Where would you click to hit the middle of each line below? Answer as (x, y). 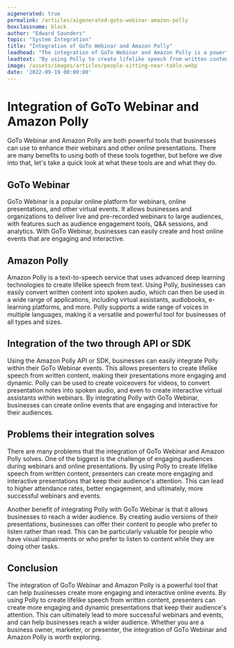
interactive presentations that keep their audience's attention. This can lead (116, 481)
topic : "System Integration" (49, 40)
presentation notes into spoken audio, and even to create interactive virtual (115, 390)
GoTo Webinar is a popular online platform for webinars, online (97, 202)
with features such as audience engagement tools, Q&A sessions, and (108, 224)
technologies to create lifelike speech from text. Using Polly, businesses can (117, 285)
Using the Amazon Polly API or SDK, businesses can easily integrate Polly (113, 361)
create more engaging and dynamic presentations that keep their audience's (117, 607)
